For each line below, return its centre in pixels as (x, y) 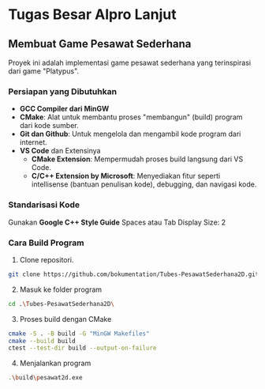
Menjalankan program (55, 363)
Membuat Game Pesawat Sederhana (100, 44)
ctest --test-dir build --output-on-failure (82, 348)
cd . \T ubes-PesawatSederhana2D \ (61, 304)
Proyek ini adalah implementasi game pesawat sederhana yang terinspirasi (129, 62)
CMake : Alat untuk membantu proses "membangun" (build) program (131, 117)
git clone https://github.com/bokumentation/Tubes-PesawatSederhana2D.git (134, 274)
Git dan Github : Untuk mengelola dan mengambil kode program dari (130, 134)
